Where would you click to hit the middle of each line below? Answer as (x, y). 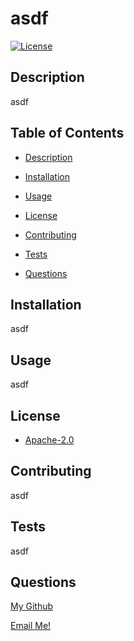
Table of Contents (67, 133)
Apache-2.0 (49, 440)
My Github (32, 606)
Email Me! (31, 626)
